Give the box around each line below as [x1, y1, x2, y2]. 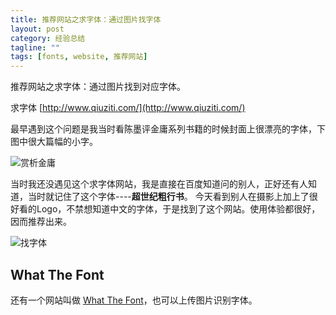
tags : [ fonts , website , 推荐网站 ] [10, 52, 148, 62]
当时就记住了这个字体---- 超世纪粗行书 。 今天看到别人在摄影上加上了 [27, 191, 310, 203]
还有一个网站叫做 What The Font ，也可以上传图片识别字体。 [10, 294, 258, 306]
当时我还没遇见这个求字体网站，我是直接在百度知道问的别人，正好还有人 [10, 178, 308, 190]
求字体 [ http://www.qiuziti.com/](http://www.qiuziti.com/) [10, 102, 246, 114]
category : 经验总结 [10, 33, 86, 43]
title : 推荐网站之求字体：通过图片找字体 [10, 14, 162, 25]
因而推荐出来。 [10, 216, 72, 228]
